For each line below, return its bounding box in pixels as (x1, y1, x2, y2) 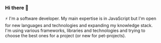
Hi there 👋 (5, 4, 29, 11)
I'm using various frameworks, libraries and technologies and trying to (5, 28, 145, 33)
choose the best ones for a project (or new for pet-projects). (5, 33, 126, 39)
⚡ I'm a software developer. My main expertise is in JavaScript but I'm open (5, 15, 157, 21)
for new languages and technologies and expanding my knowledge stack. (5, 23, 153, 29)
